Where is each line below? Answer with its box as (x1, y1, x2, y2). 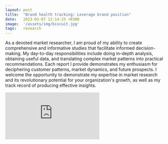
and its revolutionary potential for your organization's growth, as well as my (5, 77, 160, 83)
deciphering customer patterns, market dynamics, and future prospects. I (5, 66, 157, 73)
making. (5, 51, 22, 57)
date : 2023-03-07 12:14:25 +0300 (5, 17, 80, 22)
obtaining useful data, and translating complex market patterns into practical (5, 56, 163, 62)
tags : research (5, 26, 42, 31)
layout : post (5, 7, 33, 13)
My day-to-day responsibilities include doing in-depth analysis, (23, 51, 153, 57)
